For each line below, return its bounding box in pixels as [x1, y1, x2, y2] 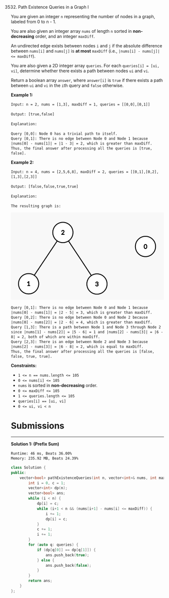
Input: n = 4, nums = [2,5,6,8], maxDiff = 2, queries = [11, 169, 129, 174]
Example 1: [11, 92, 34, 98]
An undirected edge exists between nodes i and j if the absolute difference [11, 43, 163, 48]
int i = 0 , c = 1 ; [28, 480, 66, 485]
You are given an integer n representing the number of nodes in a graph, [11, 14, 155, 19]
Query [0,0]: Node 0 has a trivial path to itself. [11, 131, 118, 136]
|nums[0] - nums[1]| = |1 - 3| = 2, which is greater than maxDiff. [11, 141, 152, 146]
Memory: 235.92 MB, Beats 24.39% [11, 456, 79, 461]
